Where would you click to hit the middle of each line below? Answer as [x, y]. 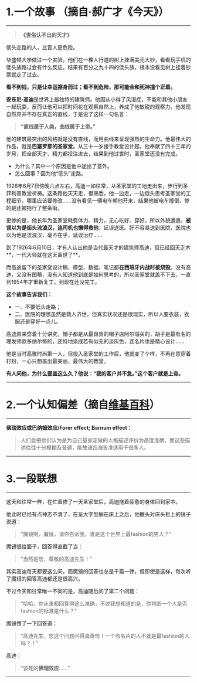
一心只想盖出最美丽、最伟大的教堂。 [65, 361]
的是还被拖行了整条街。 [34, 208]
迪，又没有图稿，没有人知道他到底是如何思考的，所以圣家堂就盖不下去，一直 [98, 274]
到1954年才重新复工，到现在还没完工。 [53, 281]
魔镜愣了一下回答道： [32, 623]
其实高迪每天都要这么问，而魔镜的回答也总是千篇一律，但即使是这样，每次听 [98, 571]
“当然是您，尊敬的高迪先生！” [56, 559]
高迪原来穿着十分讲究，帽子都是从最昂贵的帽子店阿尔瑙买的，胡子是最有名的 [98, 334]
